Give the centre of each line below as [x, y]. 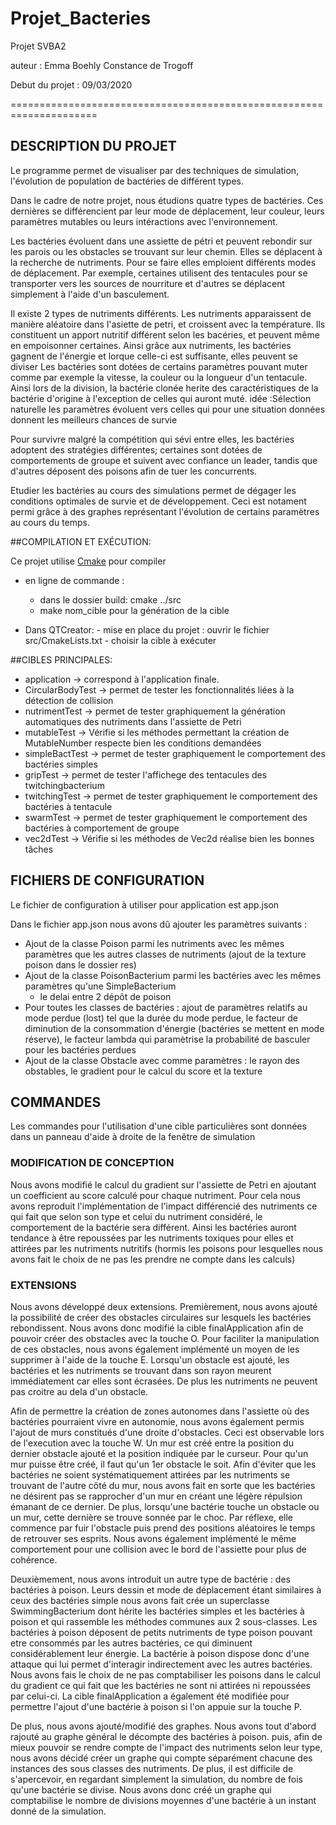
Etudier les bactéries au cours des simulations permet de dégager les [153, 490]
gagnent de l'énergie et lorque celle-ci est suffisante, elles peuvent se [154, 356]
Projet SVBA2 [38, 46]
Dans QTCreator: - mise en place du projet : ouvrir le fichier [147, 629]
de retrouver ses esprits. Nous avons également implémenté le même [153, 1538]
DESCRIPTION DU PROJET [93, 146]
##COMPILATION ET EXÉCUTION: [81, 541]
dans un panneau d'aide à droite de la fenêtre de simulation [133, 1137]
